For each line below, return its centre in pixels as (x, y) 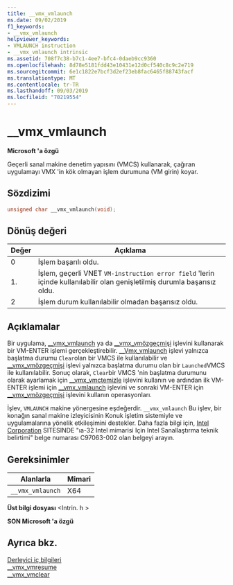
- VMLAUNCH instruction (42, 46)
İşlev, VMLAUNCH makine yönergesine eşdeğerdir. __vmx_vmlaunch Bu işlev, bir (114, 408)
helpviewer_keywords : (38, 40)
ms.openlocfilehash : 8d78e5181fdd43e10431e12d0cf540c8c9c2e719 (101, 65)
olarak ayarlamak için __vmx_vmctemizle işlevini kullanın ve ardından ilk (109, 380)
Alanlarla (36, 479)
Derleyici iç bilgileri (34, 559)
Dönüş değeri (37, 231)
